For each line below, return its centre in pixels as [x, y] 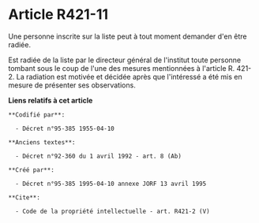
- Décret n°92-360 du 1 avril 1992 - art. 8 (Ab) [98, 156]
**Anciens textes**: [42, 142]
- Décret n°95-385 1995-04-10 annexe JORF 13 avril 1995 [111, 184]
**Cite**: [24, 197]
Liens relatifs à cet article [51, 100]
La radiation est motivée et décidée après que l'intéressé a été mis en [129, 76]
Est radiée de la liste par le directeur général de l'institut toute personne [125, 60]
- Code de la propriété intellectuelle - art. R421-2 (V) [113, 211]
